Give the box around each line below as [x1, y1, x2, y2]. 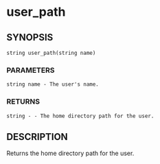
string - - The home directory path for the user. [6, 113, 155, 119]
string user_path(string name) [6, 49, 96, 56]
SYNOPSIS [6, 32, 54, 43]
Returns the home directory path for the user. [6, 149, 135, 158]
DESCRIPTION [6, 131, 68, 143]
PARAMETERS [6, 65, 55, 75]
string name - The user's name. [6, 81, 99, 88]
